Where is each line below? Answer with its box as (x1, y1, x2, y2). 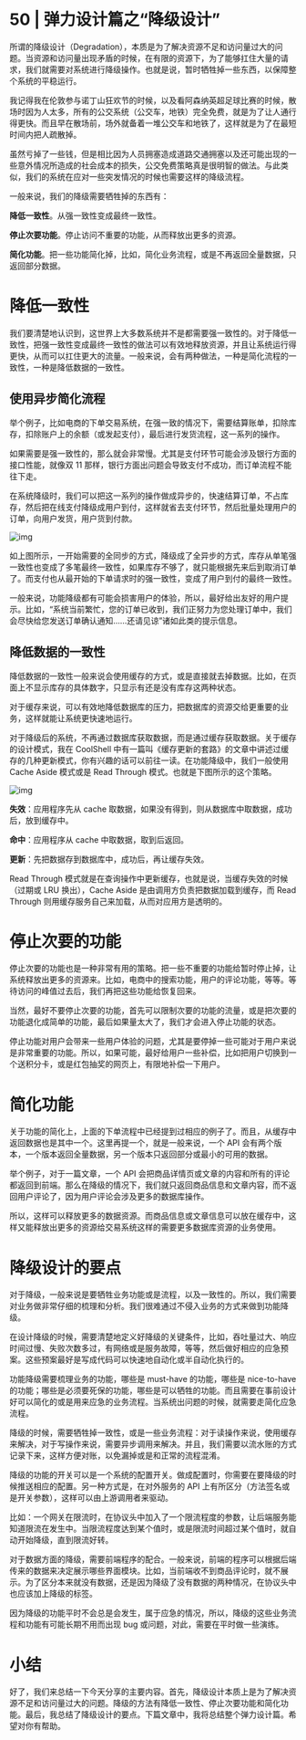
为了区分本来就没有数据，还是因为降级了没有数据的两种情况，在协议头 (25, 1577, 289, 1588)
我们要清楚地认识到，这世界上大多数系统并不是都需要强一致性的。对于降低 (9, 327, 289, 339)
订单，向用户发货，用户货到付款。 (9, 513, 138, 524)
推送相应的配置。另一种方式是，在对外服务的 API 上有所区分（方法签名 (16, 1481, 282, 1492)
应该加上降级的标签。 (16, 1588, 97, 1599)
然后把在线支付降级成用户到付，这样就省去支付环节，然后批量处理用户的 (25, 501, 297, 512)
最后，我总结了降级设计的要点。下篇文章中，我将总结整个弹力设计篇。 (25, 1709, 289, 1720)
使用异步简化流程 (9, 391, 106, 407)
